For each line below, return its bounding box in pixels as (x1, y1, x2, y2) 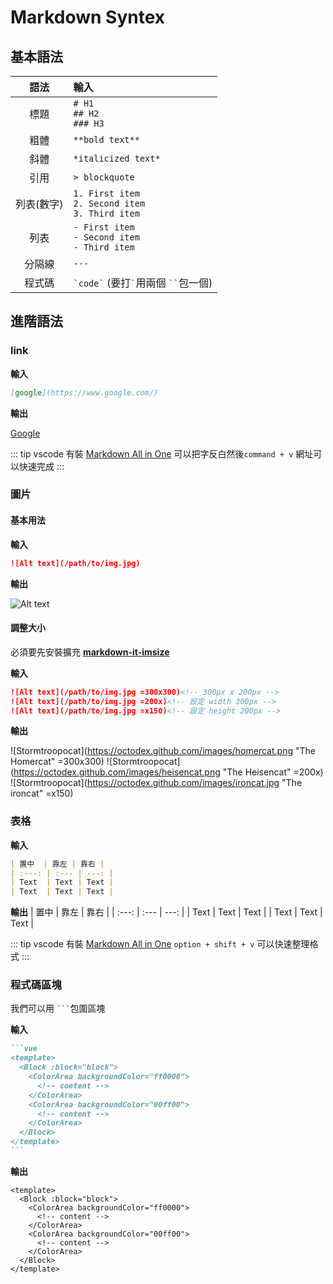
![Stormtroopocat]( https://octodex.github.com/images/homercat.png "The (10, 745, 316, 757)
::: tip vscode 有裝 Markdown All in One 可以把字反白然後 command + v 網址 (10, 447, 314, 460)
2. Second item (73, 198, 146, 209)
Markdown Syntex (10, 6, 166, 29)
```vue (10, 1044, 38, 1054)
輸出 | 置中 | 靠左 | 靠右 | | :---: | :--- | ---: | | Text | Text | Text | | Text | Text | (10, 906, 323, 918)
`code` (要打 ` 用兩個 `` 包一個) (73, 276, 213, 290)
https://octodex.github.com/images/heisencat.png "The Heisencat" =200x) (13, 766, 324, 778)
